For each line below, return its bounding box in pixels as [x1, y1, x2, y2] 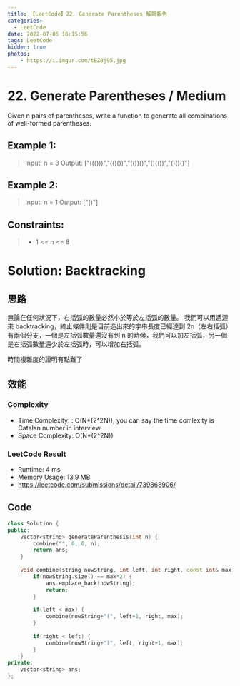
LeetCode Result [7, 449, 66, 459]
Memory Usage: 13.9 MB [17, 473, 91, 482]
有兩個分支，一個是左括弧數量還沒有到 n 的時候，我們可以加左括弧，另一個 [7, 331, 228, 340]
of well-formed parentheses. [7, 118, 91, 127]
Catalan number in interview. [17, 423, 102, 432]
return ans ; [33, 547, 69, 554]
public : [7, 526, 31, 534]
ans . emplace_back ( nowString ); [45, 580, 136, 587]
